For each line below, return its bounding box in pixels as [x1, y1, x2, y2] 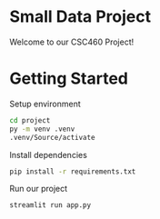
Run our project [9, 184, 68, 194]
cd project [9, 115, 51, 124]
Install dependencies [9, 149, 88, 160]
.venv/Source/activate [9, 133, 95, 142]
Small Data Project [9, 6, 152, 27]
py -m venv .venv [9, 124, 75, 134]
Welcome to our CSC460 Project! [9, 36, 135, 47]
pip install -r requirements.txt [9, 166, 136, 176]
